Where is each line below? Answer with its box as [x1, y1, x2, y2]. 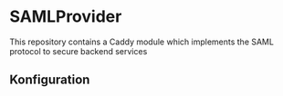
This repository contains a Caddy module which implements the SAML [9, 36, 274, 47]
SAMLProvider [9, 6, 122, 27]
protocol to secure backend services [9, 45, 148, 56]
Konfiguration [9, 72, 90, 88]
